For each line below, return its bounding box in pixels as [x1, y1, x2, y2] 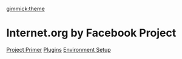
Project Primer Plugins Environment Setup [6, 46, 111, 53]
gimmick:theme [6, 5, 45, 12]
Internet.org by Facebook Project [6, 26, 177, 40]
